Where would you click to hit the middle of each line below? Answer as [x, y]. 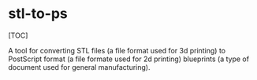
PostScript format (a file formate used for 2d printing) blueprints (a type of [129, 59]
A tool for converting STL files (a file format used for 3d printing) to [117, 50]
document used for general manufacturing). [79, 67]
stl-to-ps [38, 14]
